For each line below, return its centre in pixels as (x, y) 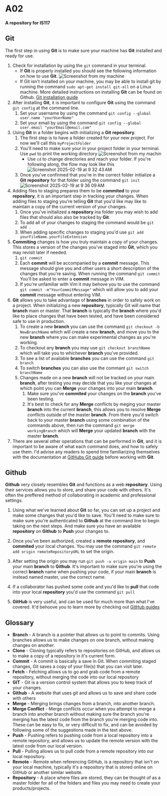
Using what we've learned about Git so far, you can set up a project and (86, 510)
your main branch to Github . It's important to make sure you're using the (87, 567)
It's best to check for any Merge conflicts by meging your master (94, 404)
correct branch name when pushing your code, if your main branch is (84, 572)
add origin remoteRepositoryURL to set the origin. (63, 552)
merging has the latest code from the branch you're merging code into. (85, 719)
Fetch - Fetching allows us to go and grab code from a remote (76, 672)
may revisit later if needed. (40, 252)
